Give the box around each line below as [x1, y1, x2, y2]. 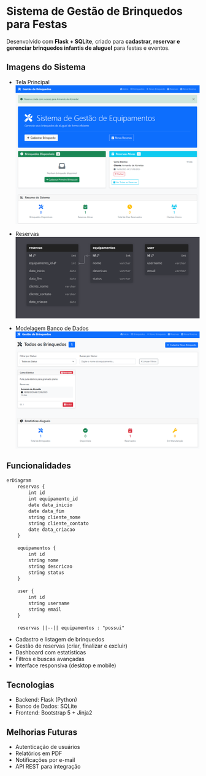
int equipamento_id [28, 496, 78, 502]
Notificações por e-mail [15, 756, 75, 764]
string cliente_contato [28, 520, 89, 527]
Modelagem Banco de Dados [15, 324, 89, 332]
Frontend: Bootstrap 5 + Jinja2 [15, 709, 93, 716]
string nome [28, 557, 59, 563]
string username [28, 600, 70, 606]
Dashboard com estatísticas [15, 649, 86, 656]
